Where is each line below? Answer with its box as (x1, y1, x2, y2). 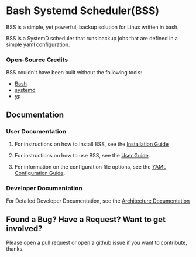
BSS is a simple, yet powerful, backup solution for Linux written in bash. (6, 23, 179, 30)
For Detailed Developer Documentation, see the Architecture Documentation (6, 197, 190, 204)
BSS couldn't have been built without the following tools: (6, 69, 142, 76)
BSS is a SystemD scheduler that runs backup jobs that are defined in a (6, 35, 178, 42)
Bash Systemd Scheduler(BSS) (6, 4, 160, 18)
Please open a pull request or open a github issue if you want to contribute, (6, 239, 187, 246)
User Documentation (6, 127, 67, 135)
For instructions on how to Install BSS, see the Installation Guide (14, 141, 169, 148)
